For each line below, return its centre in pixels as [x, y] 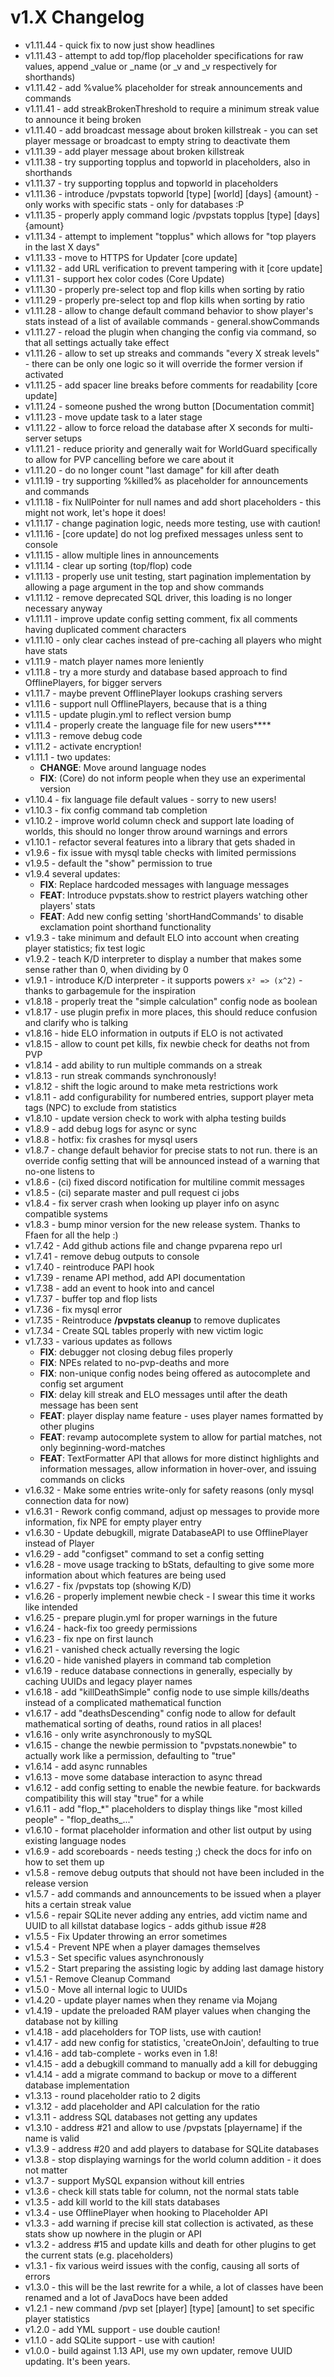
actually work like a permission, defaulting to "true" [130, 1755]
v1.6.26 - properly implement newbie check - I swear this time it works [170, 1596]
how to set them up [64, 1862]
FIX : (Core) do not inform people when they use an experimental [172, 778]
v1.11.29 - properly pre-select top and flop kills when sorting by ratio [164, 300]
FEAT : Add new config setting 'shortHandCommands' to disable [171, 916]
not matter [46, 2170]
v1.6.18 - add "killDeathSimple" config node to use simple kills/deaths [167, 1692]
